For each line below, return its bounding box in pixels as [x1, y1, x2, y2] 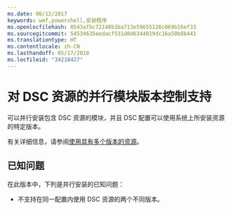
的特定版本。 [7, 122, 44, 130]
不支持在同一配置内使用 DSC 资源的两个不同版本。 [17, 194, 164, 203]
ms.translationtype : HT [7, 37, 77, 44]
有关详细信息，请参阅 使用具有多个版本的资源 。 [7, 137, 143, 145]
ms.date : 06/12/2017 [7, 10, 68, 18]
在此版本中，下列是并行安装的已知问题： [7, 180, 124, 188]
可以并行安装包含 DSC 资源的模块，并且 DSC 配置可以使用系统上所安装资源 [7, 113, 225, 122]
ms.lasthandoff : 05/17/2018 [7, 50, 90, 57]
